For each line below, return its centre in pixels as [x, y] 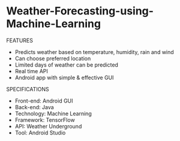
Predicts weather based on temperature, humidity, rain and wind [94, 52]
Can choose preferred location [53, 58]
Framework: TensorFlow [45, 120]
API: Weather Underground [48, 126]
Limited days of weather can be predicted [67, 65]
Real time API [31, 71]
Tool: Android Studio [40, 133]
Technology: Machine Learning [53, 113]
